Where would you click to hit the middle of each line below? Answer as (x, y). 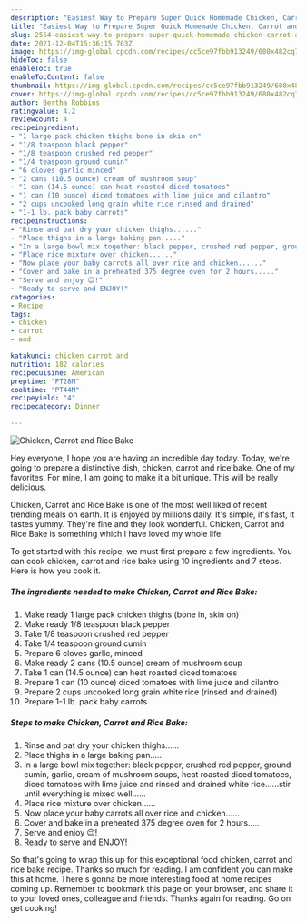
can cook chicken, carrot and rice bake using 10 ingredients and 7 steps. (146, 561)
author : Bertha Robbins (55, 102)
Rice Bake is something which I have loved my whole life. (117, 534)
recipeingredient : (45, 128)
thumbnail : (31, 86)
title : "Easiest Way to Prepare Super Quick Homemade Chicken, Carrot (147, 26)
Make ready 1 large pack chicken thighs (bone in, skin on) (131, 614)
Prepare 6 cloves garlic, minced (83, 653)
